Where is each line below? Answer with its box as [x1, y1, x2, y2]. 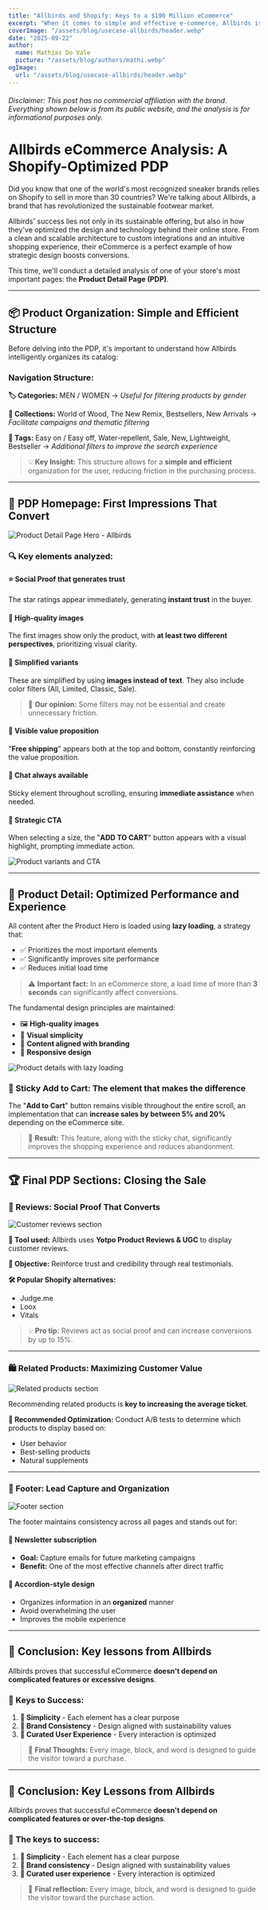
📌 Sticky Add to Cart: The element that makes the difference [8, 1083, 246, 1094]
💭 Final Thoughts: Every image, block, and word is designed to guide [27, 1746, 257, 1755]
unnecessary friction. [27, 707, 98, 717]
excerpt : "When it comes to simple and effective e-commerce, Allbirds [8, 19, 251, 27]
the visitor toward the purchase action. [27, 1893, 156, 1903]
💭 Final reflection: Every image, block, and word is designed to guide [27, 1884, 257, 1894]
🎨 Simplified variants [8, 658, 79, 667]
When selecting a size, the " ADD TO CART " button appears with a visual [8, 833, 246, 842]
